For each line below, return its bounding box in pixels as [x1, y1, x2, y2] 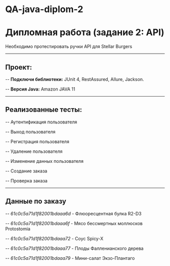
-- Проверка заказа [5, 178, 48, 184]
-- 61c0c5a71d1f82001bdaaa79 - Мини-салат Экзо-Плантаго [5, 255, 135, 261]
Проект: [5, 63, 32, 71]
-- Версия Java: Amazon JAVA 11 [5, 86, 75, 92]
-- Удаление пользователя [5, 148, 63, 154]
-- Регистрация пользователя [5, 138, 69, 145]
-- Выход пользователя [5, 128, 56, 135]
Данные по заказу [5, 197, 67, 206]
